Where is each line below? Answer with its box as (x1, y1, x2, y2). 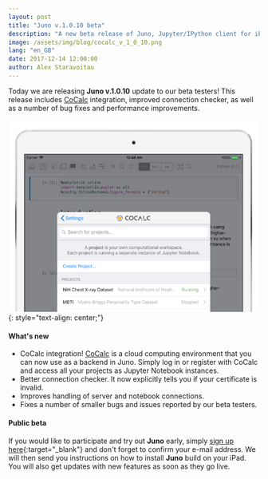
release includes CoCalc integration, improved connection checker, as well (8, 94, 254, 104)
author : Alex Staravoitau (8, 64, 94, 72)
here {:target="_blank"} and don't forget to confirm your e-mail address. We (8, 444, 257, 454)
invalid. (19, 383, 44, 393)
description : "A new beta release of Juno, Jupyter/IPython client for (8, 30, 251, 38)
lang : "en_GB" (8, 46, 56, 55)
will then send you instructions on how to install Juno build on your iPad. (8, 453, 247, 462)
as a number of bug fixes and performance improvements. (8, 103, 200, 113)
